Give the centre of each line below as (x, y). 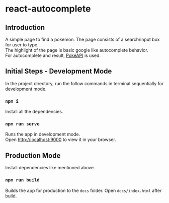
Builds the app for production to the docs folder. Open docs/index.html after (83, 190)
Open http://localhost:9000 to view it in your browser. (61, 140)
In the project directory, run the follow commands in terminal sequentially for (84, 83)
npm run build (22, 180)
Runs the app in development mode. (43, 134)
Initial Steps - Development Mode (59, 71)
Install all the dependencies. (34, 112)
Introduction (25, 27)
